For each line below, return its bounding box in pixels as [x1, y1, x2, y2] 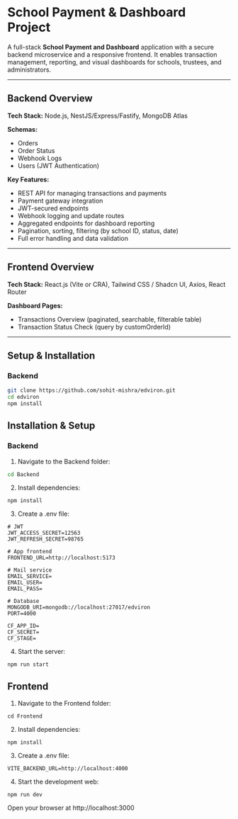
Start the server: [17, 648, 66, 656]
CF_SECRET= [7, 628, 40, 636]
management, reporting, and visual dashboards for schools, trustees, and [7, 57, 222, 66]
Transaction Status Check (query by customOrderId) [17, 322, 171, 331]
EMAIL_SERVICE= [7, 573, 52, 580]
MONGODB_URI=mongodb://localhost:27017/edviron [7, 604, 151, 611]
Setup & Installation [7, 349, 96, 361]
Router [7, 288, 27, 296]
